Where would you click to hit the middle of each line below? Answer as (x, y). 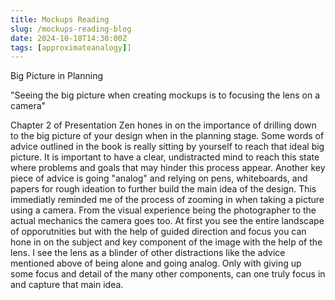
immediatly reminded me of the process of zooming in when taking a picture (167, 200)
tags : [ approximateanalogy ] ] (71, 47)
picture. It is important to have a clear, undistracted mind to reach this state (165, 157)
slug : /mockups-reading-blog (71, 29)
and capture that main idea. (67, 285)
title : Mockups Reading (60, 19)
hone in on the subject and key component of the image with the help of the (166, 242)
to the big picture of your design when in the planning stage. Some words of (167, 136)
